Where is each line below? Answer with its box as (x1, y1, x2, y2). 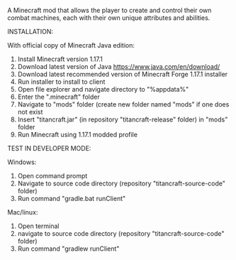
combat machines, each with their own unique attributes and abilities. (7, 13, 210, 22)
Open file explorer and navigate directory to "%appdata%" (17, 85, 189, 93)
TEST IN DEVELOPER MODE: (7, 144, 91, 152)
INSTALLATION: (7, 28, 54, 36)
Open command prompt (17, 172, 88, 180)
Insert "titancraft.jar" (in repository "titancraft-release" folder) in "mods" (17, 115, 228, 124)
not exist (17, 108, 43, 116)
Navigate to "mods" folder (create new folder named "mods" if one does (17, 100, 230, 109)
